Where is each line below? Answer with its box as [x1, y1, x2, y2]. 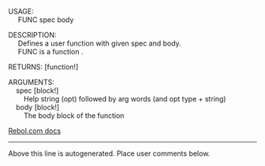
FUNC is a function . [17, 47, 84, 56]
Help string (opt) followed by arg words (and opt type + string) [23, 94, 226, 103]
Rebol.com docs [8, 126, 62, 135]
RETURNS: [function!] [8, 62, 79, 72]
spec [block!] [15, 86, 59, 95]
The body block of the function [23, 111, 125, 120]
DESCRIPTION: [8, 31, 57, 39]
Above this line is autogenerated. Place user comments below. [8, 149, 211, 158]
